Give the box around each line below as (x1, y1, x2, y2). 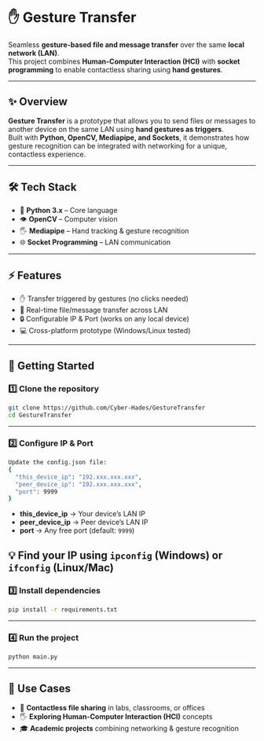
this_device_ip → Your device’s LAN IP (19, 509, 145, 519)
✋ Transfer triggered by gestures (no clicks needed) (19, 294, 189, 303)
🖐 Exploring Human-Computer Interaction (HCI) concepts (19, 711, 213, 721)
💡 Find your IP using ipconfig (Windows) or (8, 548, 223, 562)
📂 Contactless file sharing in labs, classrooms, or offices (19, 702, 206, 712)
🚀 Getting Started (8, 359, 95, 372)
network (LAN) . (8, 48, 60, 57)
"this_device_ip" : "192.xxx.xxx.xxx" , (15, 473, 143, 481)
